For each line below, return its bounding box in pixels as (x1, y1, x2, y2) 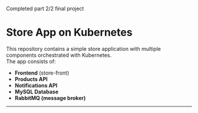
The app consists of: (6, 57, 56, 64)
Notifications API (14, 82, 58, 89)
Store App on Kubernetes (6, 26, 133, 39)
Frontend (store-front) (14, 69, 70, 76)
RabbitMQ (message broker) (14, 94, 86, 101)
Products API (14, 75, 48, 82)
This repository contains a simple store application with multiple (6, 45, 161, 52)
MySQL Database (14, 88, 59, 95)
